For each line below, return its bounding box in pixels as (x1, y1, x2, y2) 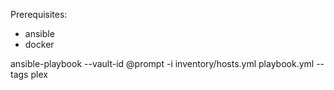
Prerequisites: (10, 9, 68, 20)
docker (24, 39, 55, 50)
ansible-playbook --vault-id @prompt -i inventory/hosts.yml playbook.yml (10, 58, 315, 69)
